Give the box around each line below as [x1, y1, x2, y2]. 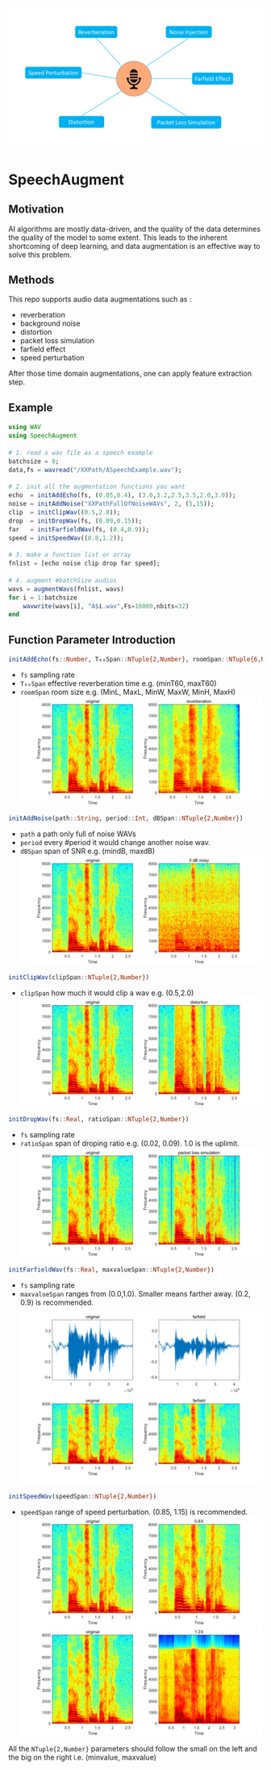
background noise [19, 318, 81, 329]
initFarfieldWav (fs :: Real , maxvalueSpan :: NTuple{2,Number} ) [8, 1266, 215, 1274]
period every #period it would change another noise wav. [19, 837, 211, 847]
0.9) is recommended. [19, 1297, 94, 1307]
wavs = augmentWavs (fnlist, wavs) [8, 585, 125, 593]
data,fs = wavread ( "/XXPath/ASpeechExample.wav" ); [8, 465, 182, 474]
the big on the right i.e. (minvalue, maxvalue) [8, 1752, 157, 1763]
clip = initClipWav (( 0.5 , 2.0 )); [8, 508, 121, 516]
